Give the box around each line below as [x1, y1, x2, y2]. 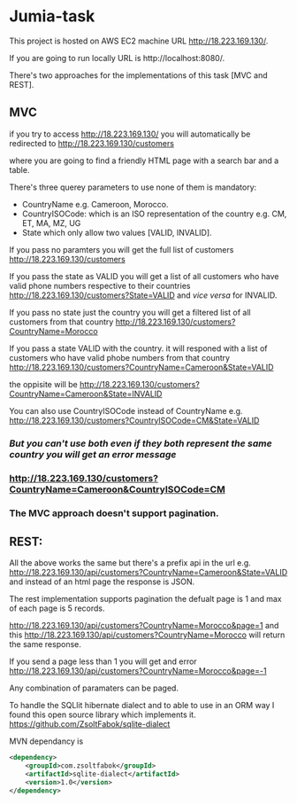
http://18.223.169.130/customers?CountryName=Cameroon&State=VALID [9, 362, 274, 372]
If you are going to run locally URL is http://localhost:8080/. [9, 52, 225, 63]
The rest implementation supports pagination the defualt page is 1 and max [9, 594, 282, 605]
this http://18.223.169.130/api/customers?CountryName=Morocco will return [9, 629, 286, 640]
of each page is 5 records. [9, 603, 105, 613]
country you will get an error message [9, 448, 177, 460]
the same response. [9, 639, 81, 650]
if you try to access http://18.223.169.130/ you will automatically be [9, 129, 251, 139]
